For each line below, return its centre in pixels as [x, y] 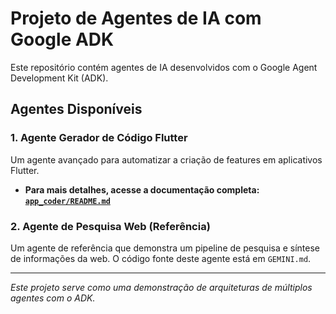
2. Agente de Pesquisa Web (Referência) [110, 226]
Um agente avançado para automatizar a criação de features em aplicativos [166, 159]
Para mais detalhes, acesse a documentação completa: [142, 189]
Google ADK [62, 39]
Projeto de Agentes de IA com [136, 18]
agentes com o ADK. [53, 298]
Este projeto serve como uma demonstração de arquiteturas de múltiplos [161, 287]
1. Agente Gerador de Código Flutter [99, 138]
